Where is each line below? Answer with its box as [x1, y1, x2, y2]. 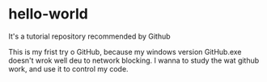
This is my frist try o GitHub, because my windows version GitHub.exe [8, 47, 242, 56]
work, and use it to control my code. [8, 64, 129, 73]
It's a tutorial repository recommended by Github [8, 31, 172, 41]
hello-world [8, 5, 89, 23]
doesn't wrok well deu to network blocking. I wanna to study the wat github [8, 55, 260, 65]
